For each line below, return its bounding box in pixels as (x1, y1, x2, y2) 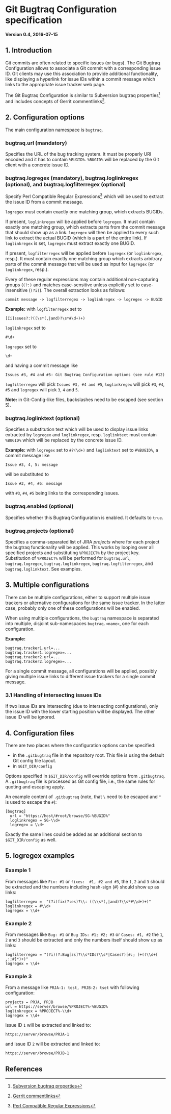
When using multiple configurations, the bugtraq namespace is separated (5, 615, 159, 621)
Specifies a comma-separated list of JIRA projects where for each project (5, 539, 160, 545)
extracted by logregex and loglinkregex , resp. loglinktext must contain (5, 432, 157, 438)
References (5, 1065, 43, 1073)
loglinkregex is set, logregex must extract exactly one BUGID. (5, 240, 135, 246)
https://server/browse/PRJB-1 (5, 1051, 70, 1056)
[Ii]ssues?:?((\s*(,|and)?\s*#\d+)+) (5, 316, 85, 321)
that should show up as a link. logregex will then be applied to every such (5, 230, 159, 236)
